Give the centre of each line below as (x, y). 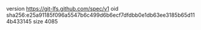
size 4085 (46, 21)
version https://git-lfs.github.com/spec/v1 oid (62, 9)
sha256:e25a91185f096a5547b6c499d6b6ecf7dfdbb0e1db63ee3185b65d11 (101, 15)
